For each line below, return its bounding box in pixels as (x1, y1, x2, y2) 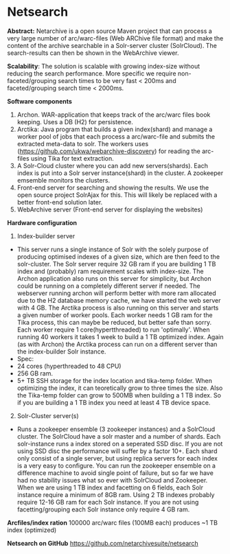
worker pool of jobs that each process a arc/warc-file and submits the (16, 132, 215, 141)
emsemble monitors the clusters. (16, 176, 111, 184)
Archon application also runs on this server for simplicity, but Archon (16, 274, 211, 282)
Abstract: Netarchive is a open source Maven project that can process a (7, 27, 213, 35)
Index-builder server (16, 231, 76, 240)
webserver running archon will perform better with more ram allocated (16, 289, 216, 297)
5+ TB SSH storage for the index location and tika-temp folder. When (16, 376, 213, 384)
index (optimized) (7, 526, 57, 534)
